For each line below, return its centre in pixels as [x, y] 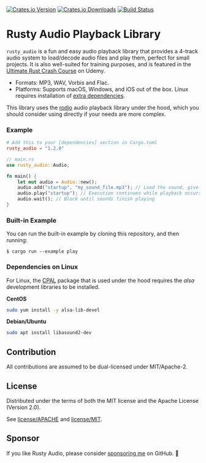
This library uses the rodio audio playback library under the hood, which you [103, 107]
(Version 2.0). [24, 407]
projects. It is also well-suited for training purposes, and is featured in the [99, 64]
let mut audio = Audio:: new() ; [57, 182]
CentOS [17, 299]
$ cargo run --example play [42, 251]
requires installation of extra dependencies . [70, 96]
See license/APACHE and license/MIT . [54, 419]
